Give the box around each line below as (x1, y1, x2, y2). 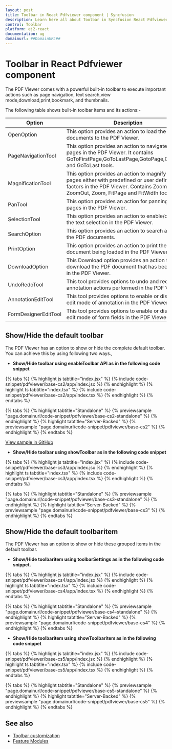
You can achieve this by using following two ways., (5, 350, 113, 357)
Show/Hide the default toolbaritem (5, 527, 118, 536)
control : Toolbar (5, 22, 42, 27)
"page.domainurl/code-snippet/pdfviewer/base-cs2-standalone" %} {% (5, 412, 158, 419)
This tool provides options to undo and (66, 278, 159, 285)
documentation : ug (5, 31, 45, 36)
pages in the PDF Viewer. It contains (66, 149, 154, 156)
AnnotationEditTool (8, 295, 54, 303)
